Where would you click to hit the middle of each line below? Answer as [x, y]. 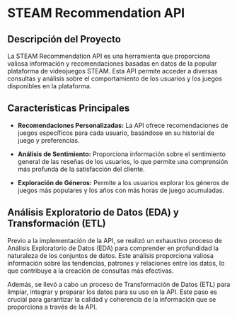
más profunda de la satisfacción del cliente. [81, 169]
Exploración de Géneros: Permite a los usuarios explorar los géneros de [123, 182]
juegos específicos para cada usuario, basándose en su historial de [116, 133]
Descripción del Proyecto [64, 39]
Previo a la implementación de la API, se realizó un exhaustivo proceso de [115, 240]
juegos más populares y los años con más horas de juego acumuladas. [121, 190]
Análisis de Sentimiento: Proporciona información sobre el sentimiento [122, 154]
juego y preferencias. [48, 140]
